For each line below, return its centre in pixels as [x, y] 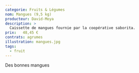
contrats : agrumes [24, 37]
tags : [11, 46]
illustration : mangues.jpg [33, 42]
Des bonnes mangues [27, 65]
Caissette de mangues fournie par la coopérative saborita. [72, 28]
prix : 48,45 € [22, 33]
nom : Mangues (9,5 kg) [28, 14]
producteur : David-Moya [30, 19]
